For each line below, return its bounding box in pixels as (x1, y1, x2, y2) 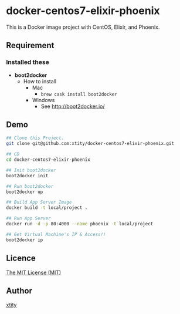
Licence (6, 254, 36, 264)
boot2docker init (6, 173, 49, 178)
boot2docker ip (6, 237, 43, 243)
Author (6, 286, 32, 296)
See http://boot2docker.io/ (40, 103, 105, 110)
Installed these (6, 58, 50, 66)
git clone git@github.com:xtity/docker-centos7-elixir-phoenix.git (6, 141, 175, 147)
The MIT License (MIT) (6, 269, 62, 276)
